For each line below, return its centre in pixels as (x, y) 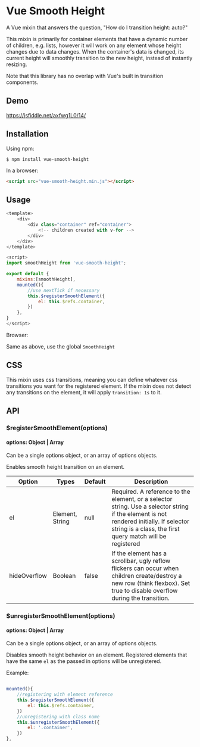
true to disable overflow (145, 591)
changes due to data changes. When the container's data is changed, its (95, 51)
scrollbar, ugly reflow (141, 561)
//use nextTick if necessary (64, 290)
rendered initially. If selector (151, 521)
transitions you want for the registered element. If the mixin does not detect (99, 386)
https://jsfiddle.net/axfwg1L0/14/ (46, 115)
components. (22, 82)
